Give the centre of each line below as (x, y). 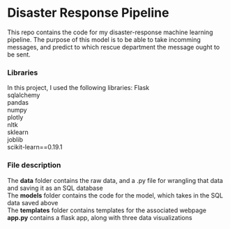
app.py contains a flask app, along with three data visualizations (100, 217)
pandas (18, 103)
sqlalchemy (24, 95)
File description (34, 165)
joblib (15, 140)
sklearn (18, 132)
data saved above (33, 202)
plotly (15, 117)
